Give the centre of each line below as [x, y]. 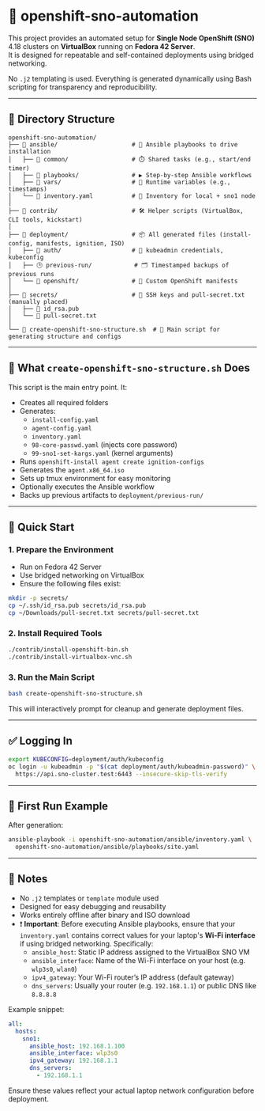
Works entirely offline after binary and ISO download [105, 915]
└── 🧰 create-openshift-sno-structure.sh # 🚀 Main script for [114, 329]
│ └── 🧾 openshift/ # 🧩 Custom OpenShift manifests [123, 281]
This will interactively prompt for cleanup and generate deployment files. [126, 709]
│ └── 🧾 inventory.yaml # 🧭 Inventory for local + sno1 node [132, 196]
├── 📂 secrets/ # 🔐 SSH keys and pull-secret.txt [127, 295]
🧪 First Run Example [58, 806]
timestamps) [28, 189]
